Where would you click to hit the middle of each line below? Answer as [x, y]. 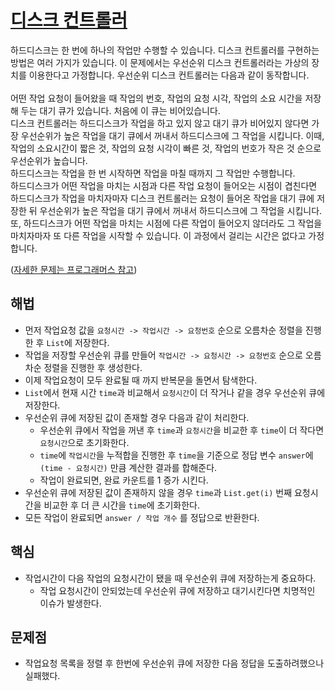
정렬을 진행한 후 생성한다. [93, 367]
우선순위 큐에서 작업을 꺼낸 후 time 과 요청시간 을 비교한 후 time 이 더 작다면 [182, 430]
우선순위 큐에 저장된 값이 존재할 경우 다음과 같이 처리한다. [137, 417]
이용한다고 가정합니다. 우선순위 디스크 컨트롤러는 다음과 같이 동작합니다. [169, 75]
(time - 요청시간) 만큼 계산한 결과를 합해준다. [128, 467]
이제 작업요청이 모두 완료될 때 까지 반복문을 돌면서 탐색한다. [141, 380]
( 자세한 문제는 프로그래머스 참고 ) [74, 269]
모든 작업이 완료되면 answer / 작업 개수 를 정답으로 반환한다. [142, 517]
